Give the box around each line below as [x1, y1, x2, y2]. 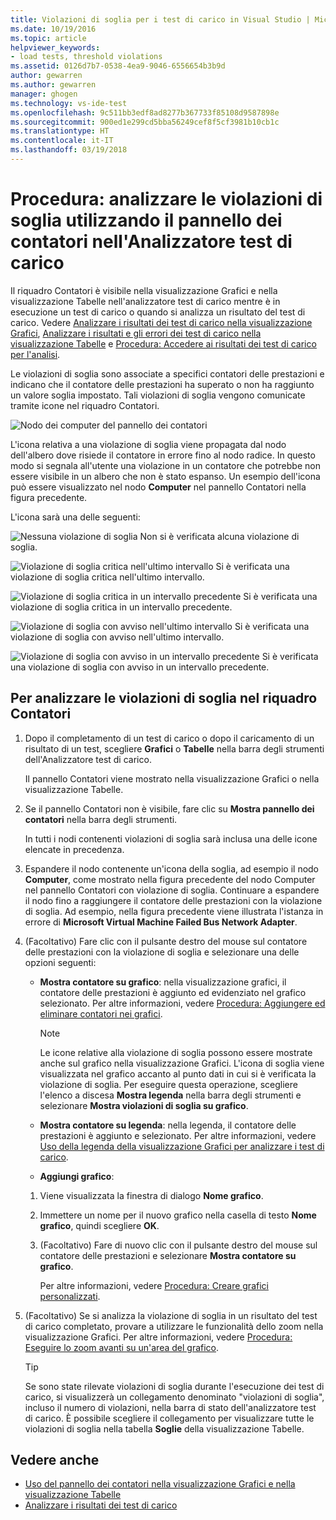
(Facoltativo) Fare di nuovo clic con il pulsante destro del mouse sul [39, 1239, 318, 1251]
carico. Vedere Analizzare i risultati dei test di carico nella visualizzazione [10, 316, 313, 328]
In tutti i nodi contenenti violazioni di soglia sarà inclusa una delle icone [24, 832, 318, 845]
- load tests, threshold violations [10, 52, 163, 62]
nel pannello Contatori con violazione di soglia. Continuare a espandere [24, 884, 320, 896]
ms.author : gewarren [10, 80, 97, 90]
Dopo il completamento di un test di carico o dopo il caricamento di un [24, 732, 315, 744]
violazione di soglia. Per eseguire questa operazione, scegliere [39, 1078, 298, 1090]
